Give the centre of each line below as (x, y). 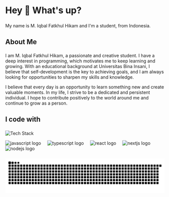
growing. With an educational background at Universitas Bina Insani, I (78, 67)
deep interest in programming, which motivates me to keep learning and (80, 61)
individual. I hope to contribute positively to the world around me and (77, 98)
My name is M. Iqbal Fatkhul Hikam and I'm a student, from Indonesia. (78, 26)
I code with (23, 119)
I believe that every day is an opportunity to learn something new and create (85, 87)
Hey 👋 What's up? (44, 10)
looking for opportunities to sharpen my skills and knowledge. (70, 77)
